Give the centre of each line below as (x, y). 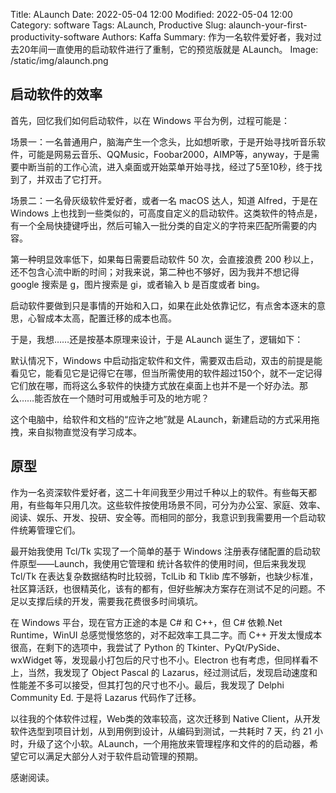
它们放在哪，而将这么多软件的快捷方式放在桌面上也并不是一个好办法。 (155, 385)
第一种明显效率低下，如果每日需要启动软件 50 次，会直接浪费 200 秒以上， (165, 259)
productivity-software (55, 37)
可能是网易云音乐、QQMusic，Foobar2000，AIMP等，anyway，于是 (169, 154)
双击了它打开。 (75, 179)
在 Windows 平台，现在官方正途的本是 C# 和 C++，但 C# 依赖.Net (146, 622)
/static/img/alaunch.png (59, 60)
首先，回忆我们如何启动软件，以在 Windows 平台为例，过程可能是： (150, 120)
